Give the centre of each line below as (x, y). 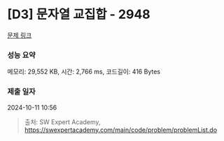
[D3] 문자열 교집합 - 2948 (79, 14)
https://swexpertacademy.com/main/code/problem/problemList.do (121, 130)
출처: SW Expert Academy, (62, 122)
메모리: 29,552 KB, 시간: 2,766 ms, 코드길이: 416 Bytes (84, 72)
